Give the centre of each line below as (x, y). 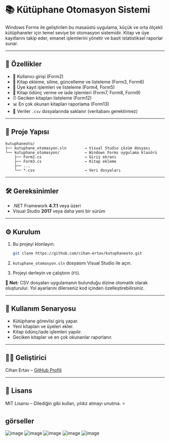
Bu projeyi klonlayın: (34, 244)
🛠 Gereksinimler (32, 191)
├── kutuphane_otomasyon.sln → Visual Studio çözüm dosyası (78, 148)
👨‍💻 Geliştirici (26, 358)
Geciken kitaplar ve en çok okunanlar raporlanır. (62, 337)
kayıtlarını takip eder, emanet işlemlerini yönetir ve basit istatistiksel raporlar (84, 38)
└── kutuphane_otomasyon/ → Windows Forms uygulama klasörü (81, 153)
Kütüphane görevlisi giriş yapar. (46, 321)
